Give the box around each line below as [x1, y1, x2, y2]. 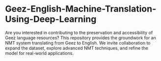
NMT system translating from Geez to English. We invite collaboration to [5, 40, 151, 46]
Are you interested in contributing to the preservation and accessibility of [5, 30, 153, 35]
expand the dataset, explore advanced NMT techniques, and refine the [5, 45, 148, 51]
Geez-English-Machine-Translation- [5, 3, 157, 15]
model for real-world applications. [5, 50, 74, 56]
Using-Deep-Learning [5, 14, 97, 25]
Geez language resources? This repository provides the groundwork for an [5, 35, 156, 41]
